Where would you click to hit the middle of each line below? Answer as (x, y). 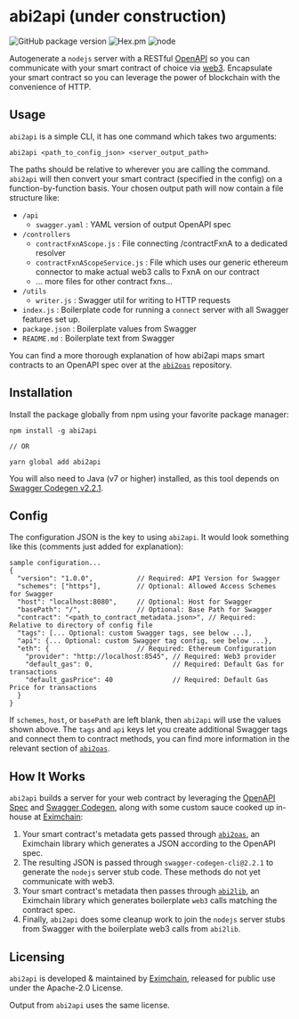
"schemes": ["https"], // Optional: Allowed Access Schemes (147, 587)
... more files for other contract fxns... (104, 281)
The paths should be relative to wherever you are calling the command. (140, 169)
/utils (34, 292)
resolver (51, 252)
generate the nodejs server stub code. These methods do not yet (141, 872)
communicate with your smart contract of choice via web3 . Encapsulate (141, 68)
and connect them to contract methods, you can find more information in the (149, 739)
